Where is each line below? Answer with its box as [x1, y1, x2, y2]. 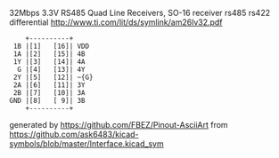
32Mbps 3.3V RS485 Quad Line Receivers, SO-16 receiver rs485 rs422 [9, 8, 270, 18]
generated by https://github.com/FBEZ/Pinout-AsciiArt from [9, 120, 229, 130]
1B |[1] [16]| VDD [12, 42, 90, 51]
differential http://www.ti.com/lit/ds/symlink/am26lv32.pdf [9, 17, 223, 28]
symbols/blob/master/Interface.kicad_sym [9, 138, 164, 149]
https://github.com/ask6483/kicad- [9, 129, 140, 139]
